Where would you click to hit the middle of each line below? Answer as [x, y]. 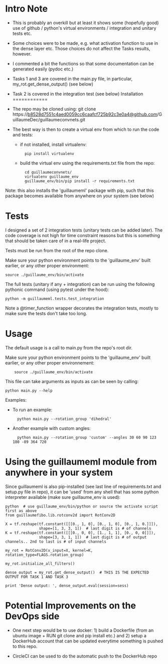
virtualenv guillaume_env [51, 177]
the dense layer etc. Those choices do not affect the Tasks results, [81, 48]
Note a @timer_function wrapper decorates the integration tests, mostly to [82, 308]
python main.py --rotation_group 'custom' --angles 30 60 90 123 [87, 437]
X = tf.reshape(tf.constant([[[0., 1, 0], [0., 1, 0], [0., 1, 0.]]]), [81, 524]
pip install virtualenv [49, 154]
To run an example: [32, 410]
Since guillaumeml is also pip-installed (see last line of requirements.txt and [83, 486]
